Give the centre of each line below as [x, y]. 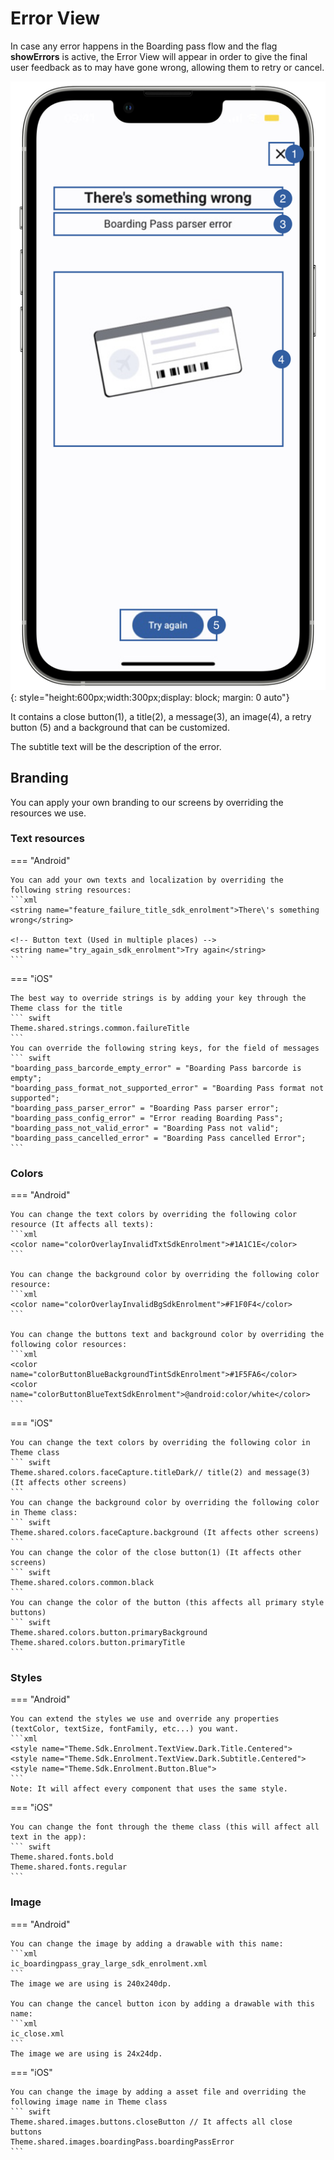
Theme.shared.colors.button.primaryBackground [109, 1633]
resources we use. [48, 813]
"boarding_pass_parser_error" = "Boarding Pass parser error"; [145, 1108]
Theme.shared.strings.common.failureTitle [100, 1028]
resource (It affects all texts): [82, 1225]
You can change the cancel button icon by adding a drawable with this [162, 2003]
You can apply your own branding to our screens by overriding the [147, 802]
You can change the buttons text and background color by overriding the [167, 1335]
